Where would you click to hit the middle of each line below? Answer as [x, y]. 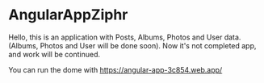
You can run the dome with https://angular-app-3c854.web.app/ [115, 69]
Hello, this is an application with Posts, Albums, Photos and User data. [125, 37]
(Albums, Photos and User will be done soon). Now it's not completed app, [132, 45]
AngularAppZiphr [68, 15]
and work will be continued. [54, 54]
